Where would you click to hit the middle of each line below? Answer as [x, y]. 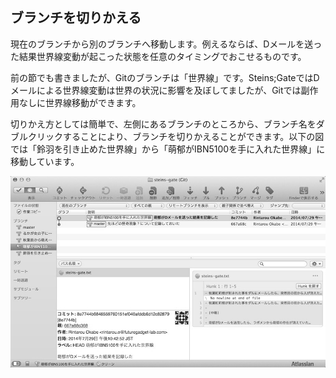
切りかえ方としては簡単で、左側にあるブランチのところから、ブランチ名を [163, 124]
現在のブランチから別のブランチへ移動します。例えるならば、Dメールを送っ [166, 44]
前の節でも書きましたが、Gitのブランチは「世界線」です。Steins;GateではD [165, 77]
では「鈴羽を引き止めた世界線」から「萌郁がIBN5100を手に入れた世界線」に [168, 149]
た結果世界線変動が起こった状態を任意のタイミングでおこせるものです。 [158, 56]
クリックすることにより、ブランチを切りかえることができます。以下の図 [176, 136]
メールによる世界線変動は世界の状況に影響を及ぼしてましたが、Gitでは [156, 90]
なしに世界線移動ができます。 [80, 102]
